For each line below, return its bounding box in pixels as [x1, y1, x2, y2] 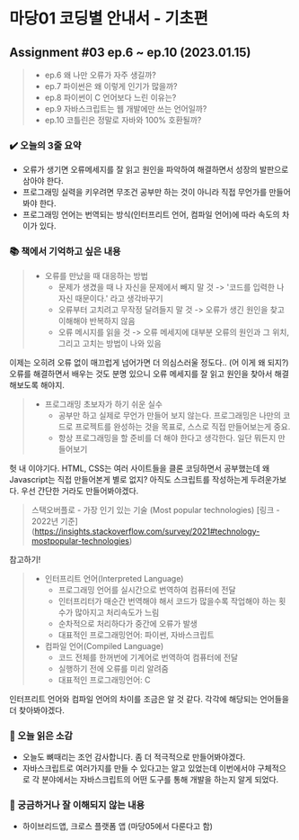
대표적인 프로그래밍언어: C [57, 674, 151, 685]
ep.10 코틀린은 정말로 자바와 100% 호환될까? [44, 114, 202, 125]
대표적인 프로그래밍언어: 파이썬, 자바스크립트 [57, 629, 215, 640]
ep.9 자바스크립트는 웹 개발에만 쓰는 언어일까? [44, 104, 207, 113]
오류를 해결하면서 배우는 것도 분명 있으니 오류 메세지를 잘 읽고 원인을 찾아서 [9, 368, 273, 379]
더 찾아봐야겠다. [9, 704, 66, 716]
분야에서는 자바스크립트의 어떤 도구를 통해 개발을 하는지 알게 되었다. [41, 773, 279, 784]
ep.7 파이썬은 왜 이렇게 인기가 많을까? [44, 81, 178, 91]
